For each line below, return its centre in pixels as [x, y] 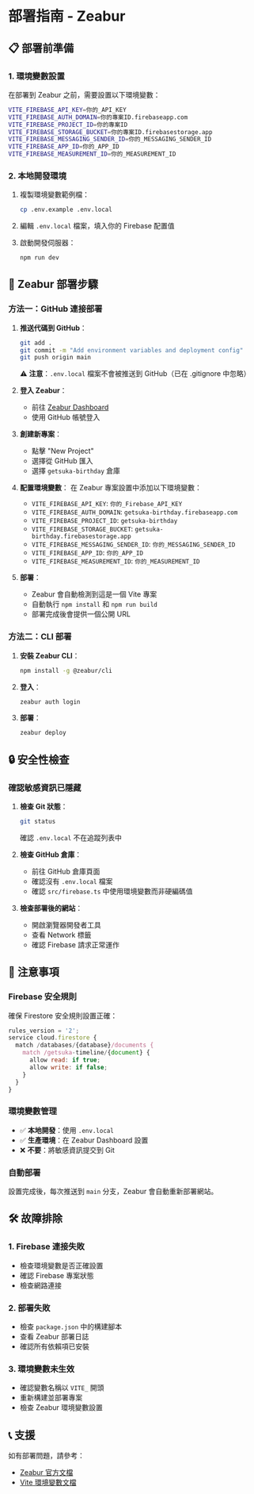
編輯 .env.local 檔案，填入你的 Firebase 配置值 [97, 226]
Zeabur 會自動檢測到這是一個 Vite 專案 [94, 594]
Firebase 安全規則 [43, 997]
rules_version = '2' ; [44, 1031]
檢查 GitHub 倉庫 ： [50, 855]
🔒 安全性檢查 [39, 760]
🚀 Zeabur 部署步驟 [53, 284]
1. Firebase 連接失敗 [47, 1246]
